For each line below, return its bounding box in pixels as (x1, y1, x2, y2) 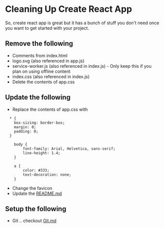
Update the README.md (12, 190, 62, 196)
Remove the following (5, 40, 73, 48)
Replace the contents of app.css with (12, 106, 88, 112)
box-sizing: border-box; (14, 120, 65, 125)
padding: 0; (14, 129, 38, 134)
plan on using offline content (12, 68, 70, 74)
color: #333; (23, 168, 50, 173)
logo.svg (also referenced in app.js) (12, 58, 85, 64)
